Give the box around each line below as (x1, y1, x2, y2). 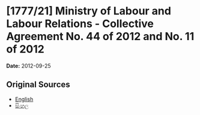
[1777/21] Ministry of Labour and (6, 4, 171, 18)
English (14, 95, 34, 102)
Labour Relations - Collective (6, 17, 154, 31)
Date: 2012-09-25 (6, 62, 51, 69)
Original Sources (6, 80, 70, 90)
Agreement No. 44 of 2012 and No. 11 (6, 30, 195, 43)
